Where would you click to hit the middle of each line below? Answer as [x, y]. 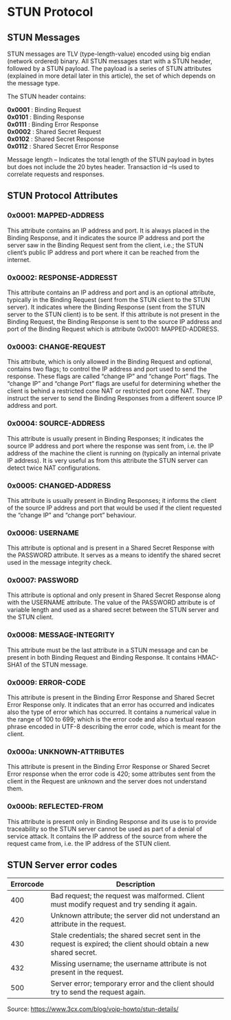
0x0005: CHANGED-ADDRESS [59, 486]
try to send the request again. [98, 992]
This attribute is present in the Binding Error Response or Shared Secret [109, 767]
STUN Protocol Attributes [63, 196]
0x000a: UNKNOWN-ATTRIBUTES [66, 752]
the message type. [34, 83]
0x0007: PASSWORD [43, 580]
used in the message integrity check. [59, 563]
